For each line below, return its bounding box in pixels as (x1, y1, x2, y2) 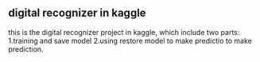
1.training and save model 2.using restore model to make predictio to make (8, 36, 252, 45)
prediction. (8, 44, 44, 54)
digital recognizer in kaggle (8, 6, 146, 20)
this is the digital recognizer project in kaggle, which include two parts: (8, 27, 240, 37)
